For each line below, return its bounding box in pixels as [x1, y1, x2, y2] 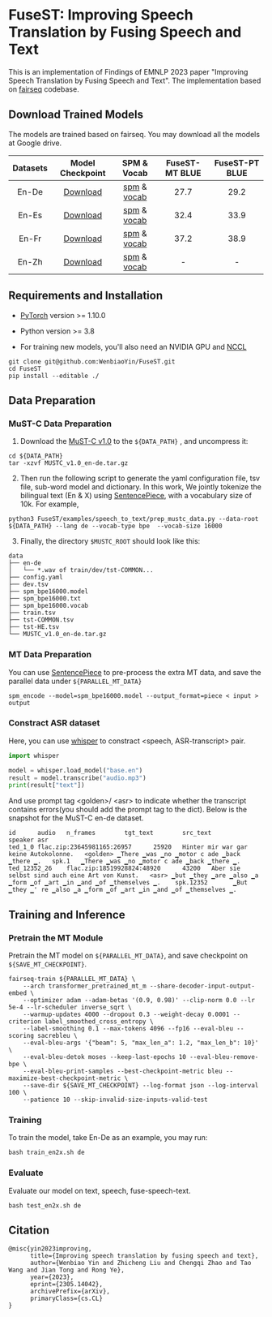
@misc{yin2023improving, [8, 1245, 92, 1253]
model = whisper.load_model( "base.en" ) [8, 766, 143, 774]
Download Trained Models [8, 108, 144, 122]
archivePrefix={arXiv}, [29, 1288, 111, 1296]
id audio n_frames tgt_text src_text [8, 829, 212, 837]
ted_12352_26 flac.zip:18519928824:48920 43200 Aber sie [8, 864, 241, 873]
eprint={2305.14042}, [29, 1280, 104, 1289]
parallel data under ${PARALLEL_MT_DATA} [8, 676, 142, 686]
